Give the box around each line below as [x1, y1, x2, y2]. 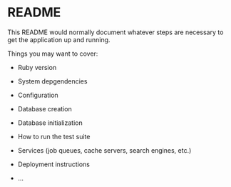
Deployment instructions [17, 160, 91, 168]
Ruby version [17, 63, 57, 71]
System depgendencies [17, 76, 88, 86]
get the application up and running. [7, 35, 111, 44]
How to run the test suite [17, 132, 91, 141]
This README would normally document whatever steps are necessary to [7, 28, 224, 36]
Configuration [17, 91, 58, 99]
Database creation [17, 104, 73, 113]
